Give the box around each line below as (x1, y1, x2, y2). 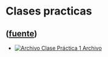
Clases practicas (5, 4, 92, 18)
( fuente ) (5, 29, 38, 39)
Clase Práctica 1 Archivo (41, 44, 103, 52)
